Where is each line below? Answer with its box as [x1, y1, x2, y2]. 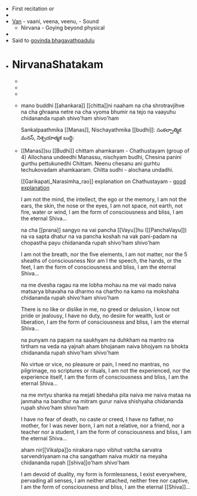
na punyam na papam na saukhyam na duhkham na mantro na [20, 336, 174, 343]
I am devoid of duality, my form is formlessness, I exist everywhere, [20, 470, 187, 477]
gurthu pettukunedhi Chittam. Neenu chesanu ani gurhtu [20, 160, 160, 167]
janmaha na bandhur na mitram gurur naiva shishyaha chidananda [20, 397, 184, 404]
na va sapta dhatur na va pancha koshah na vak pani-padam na [20, 233, 177, 240]
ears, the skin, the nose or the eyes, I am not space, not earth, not [20, 202, 183, 209]
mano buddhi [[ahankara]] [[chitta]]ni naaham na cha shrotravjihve [20, 102, 185, 109]
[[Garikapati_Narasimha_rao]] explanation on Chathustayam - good [20, 178, 186, 185]
